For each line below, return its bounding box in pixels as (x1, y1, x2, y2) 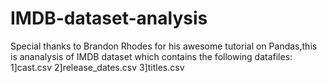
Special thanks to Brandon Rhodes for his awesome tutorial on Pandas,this (10, 40, 318, 52)
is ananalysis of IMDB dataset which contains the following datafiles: (10, 50, 293, 62)
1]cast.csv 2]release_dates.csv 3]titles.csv (10, 61, 185, 73)
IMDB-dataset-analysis (10, 7, 208, 30)
